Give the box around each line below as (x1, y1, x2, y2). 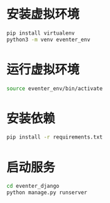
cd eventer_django (6, 183, 59, 190)
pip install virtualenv (6, 29, 75, 37)
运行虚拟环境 (6, 62, 80, 77)
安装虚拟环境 (6, 6, 80, 22)
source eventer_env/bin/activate (6, 85, 103, 92)
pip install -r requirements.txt (6, 134, 103, 141)
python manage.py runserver (6, 189, 88, 196)
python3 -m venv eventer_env (6, 36, 91, 43)
